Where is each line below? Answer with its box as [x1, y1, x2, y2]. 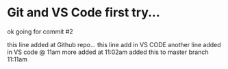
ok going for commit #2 [7, 27, 73, 36]
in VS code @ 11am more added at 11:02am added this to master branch [7, 48, 209, 56]
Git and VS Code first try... [7, 5, 161, 20]
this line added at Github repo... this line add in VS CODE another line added [7, 40, 221, 49]
